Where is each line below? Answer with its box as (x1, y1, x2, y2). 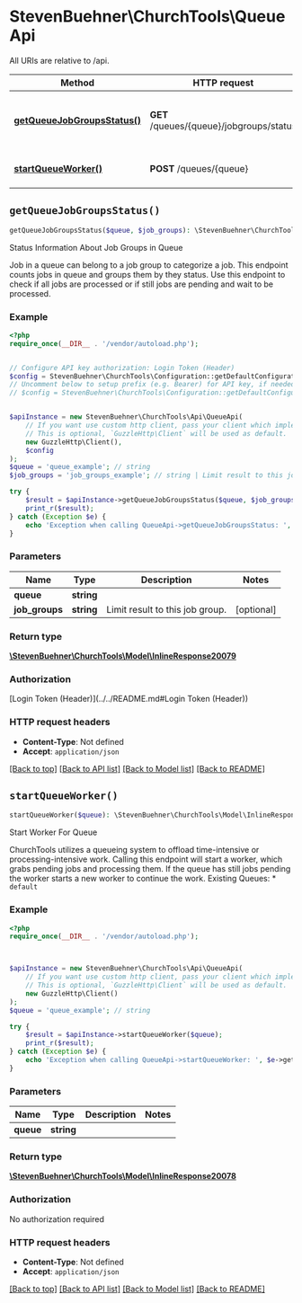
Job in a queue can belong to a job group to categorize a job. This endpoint (9, 259, 289, 270)
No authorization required (9, 1213, 105, 1224)
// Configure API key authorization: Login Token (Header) (9, 363, 235, 372)
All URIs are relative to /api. (9, 55, 110, 66)
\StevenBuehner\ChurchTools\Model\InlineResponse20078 (9, 1171, 236, 1182)
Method (59, 76, 95, 89)
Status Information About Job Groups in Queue (9, 242, 183, 253)
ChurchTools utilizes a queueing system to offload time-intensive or (9, 845, 260, 855)
